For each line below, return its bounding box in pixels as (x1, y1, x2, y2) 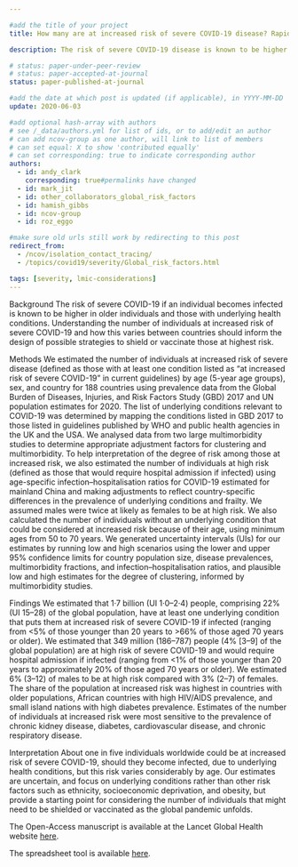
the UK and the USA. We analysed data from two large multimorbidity (9, 429, 263, 440)
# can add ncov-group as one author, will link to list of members (9, 134, 264, 143)
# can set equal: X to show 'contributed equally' (9, 143, 200, 152)
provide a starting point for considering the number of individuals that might (9, 794, 286, 805)
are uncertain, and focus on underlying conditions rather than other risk (9, 775, 271, 786)
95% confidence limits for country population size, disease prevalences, (9, 552, 274, 563)
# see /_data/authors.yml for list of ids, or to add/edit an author (9, 126, 272, 135)
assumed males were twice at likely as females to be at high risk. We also (9, 504, 278, 516)
